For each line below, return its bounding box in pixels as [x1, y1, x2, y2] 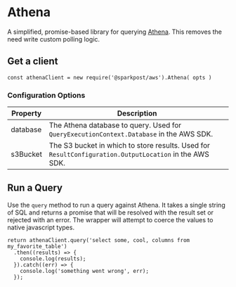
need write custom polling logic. [7, 34, 100, 43]
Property [11, 108, 42, 118]
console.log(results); [20, 255, 86, 262]
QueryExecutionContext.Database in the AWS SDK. [48, 129, 213, 139]
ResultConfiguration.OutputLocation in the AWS [48, 149, 209, 159]
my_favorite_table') [7, 243, 68, 250]
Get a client [7, 56, 58, 68]
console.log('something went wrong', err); [20, 267, 150, 274]
